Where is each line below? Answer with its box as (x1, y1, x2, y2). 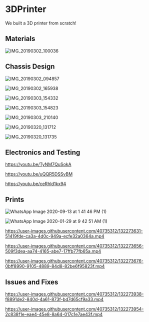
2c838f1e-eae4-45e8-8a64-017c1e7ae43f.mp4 (5, 311, 103, 317)
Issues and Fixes (5, 277, 58, 286)
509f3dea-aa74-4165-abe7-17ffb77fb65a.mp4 (5, 248, 101, 254)
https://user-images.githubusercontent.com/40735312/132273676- (5, 258, 144, 264)
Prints (5, 195, 24, 203)
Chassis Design (5, 62, 55, 71)
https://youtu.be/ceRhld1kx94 (5, 181, 66, 187)
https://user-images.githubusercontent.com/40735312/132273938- (5, 291, 144, 297)
